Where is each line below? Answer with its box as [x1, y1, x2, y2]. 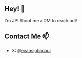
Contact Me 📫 [4, 32, 50, 41]
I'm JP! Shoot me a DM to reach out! [4, 17, 78, 23]
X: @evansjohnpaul [11, 47, 51, 53]
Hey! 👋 [4, 5, 25, 13]
